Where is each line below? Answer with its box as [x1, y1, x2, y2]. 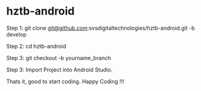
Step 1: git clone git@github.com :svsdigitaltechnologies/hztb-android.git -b [6, 24, 195, 32]
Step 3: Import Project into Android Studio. [6, 66, 113, 73]
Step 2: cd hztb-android [6, 42, 66, 50]
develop [6, 30, 27, 38]
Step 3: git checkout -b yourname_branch [6, 54, 111, 61]
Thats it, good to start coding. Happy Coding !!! [6, 78, 125, 85]
